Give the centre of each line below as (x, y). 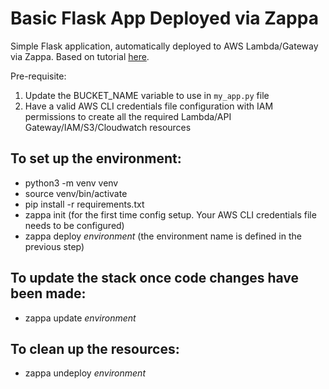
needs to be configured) (74, 225)
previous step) (54, 246)
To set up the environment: (96, 158)
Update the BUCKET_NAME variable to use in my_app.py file (147, 95)
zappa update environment (80, 318)
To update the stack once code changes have (155, 278)
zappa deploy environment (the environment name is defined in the (163, 236)
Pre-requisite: (38, 76)
